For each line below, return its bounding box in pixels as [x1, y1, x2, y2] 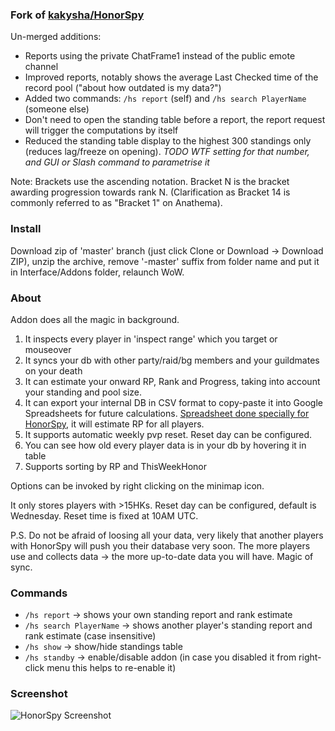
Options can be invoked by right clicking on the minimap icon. [10, 479, 265, 492]
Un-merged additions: [10, 31, 102, 43]
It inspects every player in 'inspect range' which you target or [24, 333, 278, 345]
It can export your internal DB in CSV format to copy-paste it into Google [24, 396, 323, 408]
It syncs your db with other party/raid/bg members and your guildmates [24, 354, 320, 366]
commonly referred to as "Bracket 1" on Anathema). [10, 197, 223, 209]
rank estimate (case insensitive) [24, 630, 157, 642]
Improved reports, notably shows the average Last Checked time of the [24, 71, 319, 83]
